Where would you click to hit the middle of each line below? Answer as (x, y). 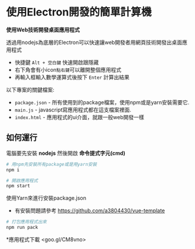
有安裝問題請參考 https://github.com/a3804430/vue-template (90, 210)
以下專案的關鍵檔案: (30, 90)
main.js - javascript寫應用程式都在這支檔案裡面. (73, 110)
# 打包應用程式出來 (27, 222)
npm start (18, 186)
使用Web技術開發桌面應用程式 (43, 30)
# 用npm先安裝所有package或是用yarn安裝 (52, 164)
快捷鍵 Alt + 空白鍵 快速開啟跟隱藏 (57, 62)
